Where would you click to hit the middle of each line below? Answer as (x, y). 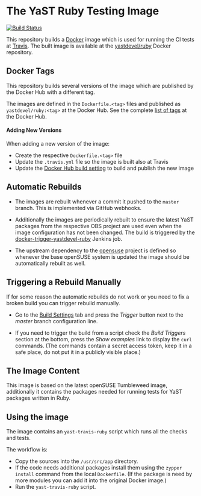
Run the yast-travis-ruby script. (55, 487)
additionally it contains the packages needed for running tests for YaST (94, 392)
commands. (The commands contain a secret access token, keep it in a (104, 346)
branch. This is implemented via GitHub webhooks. (78, 208)
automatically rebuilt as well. (50, 263)
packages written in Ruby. (39, 398)
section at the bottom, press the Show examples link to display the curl (104, 339)
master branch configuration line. (56, 321)
